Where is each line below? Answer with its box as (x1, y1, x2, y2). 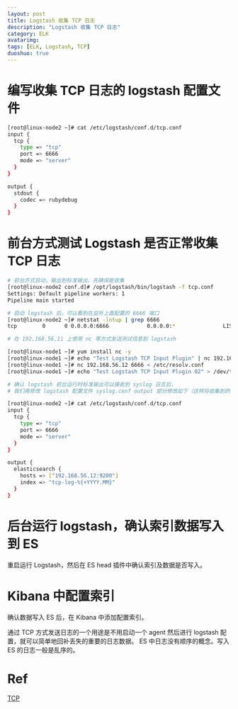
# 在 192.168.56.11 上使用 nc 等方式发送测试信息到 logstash (7, 336, 177, 343)
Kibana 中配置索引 (7, 588, 115, 604)
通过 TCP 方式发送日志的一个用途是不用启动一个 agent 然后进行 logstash (7, 628, 219, 636)
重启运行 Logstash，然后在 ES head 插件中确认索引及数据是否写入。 (7, 560, 207, 569)
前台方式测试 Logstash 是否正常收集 (7, 235, 218, 251)
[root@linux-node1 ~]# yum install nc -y (7, 348, 132, 356)
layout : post (7, 10, 46, 18)
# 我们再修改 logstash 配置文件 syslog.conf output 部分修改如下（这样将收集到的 (7, 387, 230, 395)
